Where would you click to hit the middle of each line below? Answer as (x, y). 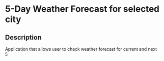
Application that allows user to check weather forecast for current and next (81, 49)
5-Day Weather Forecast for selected (82, 9)
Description (23, 37)
